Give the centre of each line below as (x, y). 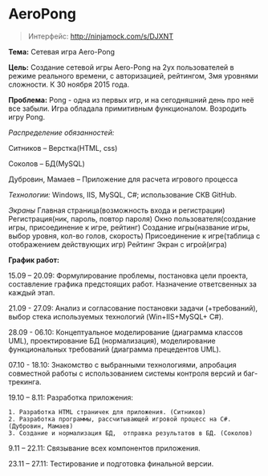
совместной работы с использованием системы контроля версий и (125, 373)
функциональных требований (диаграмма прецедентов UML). (115, 349)
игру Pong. (27, 116)
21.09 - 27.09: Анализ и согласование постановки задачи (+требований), (133, 308)
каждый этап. (32, 292)
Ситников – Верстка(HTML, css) (63, 148)
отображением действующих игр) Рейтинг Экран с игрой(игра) (118, 244)
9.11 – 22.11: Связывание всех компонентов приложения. (104, 448)
